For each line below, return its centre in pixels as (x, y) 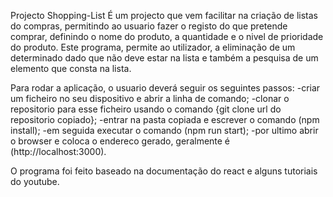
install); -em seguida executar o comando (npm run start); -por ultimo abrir (164, 130)
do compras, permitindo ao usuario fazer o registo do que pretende (149, 26)
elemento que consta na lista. (71, 68)
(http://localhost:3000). (58, 151)
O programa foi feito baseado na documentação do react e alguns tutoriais (164, 171)
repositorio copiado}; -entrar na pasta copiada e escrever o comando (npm (165, 119)
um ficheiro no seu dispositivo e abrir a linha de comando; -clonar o (150, 98)
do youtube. (35, 181)
